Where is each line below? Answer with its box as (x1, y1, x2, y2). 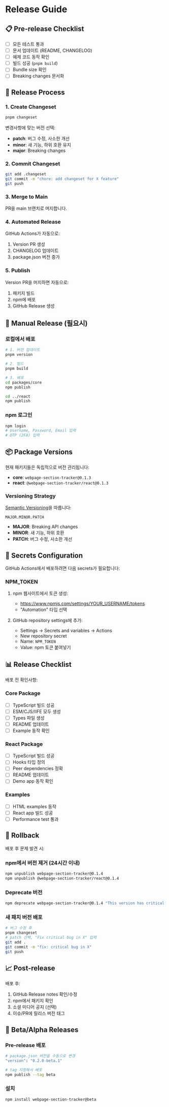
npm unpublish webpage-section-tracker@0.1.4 (5, 871, 103, 876)
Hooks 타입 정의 (12, 759, 46, 765)
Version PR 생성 (12, 241, 46, 248)
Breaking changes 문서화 (12, 73, 64, 79)
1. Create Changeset (5, 103, 57, 110)
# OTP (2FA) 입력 (5, 433, 40, 438)
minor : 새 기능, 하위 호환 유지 (12, 141, 72, 148)
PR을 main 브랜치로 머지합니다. (5, 205, 67, 211)
